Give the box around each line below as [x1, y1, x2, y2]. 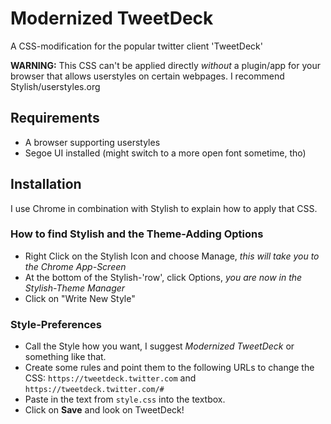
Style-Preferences [10, 317, 103, 331]
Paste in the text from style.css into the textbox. [24, 393, 226, 406]
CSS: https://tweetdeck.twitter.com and [24, 372, 197, 384]
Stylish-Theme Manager [24, 282, 126, 294]
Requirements [10, 110, 100, 127]
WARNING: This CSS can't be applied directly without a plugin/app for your [10, 59, 321, 71]
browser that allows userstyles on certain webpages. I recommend [10, 70, 285, 82]
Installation [10, 176, 82, 193]
